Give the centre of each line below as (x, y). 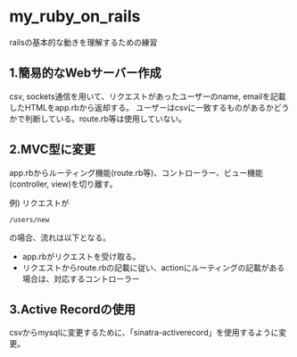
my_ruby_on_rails (75, 17)
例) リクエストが (39, 203)
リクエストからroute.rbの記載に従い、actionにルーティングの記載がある (153, 267)
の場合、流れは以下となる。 (60, 237)
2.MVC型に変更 (53, 149)
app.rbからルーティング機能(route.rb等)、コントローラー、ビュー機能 (136, 172)
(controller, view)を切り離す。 (63, 184)
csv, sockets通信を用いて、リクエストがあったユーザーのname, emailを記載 (148, 96)
